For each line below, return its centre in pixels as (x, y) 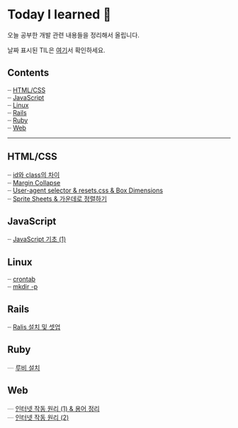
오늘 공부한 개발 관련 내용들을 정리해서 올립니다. (74, 35)
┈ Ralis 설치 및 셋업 (34, 327)
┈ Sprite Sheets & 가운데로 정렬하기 (57, 199)
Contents (28, 73)
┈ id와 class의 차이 (34, 175)
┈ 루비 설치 (24, 368)
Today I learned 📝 (59, 15)
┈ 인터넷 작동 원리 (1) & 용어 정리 (54, 408)
